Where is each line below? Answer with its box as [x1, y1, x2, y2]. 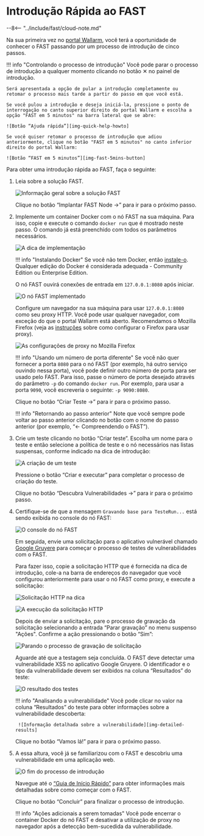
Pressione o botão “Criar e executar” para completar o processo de [15, 471, 185, 478]
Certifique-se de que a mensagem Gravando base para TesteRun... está [15, 508, 197, 515]
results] [15, 727, 38, 733]
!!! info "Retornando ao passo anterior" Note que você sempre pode [15, 409, 185, 417]
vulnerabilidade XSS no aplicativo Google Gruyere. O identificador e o [15, 660, 191, 668]
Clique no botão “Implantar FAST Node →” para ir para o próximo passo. [15, 201, 197, 208]
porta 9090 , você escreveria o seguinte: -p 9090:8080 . [15, 386, 150, 394]
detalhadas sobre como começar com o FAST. [15, 786, 132, 793]
